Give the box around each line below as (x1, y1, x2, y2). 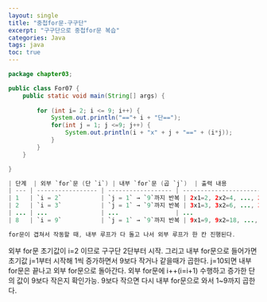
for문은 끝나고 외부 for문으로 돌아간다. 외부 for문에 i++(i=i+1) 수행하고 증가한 (8, 266, 247, 275)
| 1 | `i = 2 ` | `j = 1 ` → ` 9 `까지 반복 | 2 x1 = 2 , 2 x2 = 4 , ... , (8, 194, 255, 202)
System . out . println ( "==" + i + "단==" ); (50, 114, 181, 122)
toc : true (8, 48, 41, 56)
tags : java (8, 41, 44, 49)
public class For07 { (8, 84, 80, 92)
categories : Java (8, 33, 66, 42)
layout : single (8, 11, 59, 20)
